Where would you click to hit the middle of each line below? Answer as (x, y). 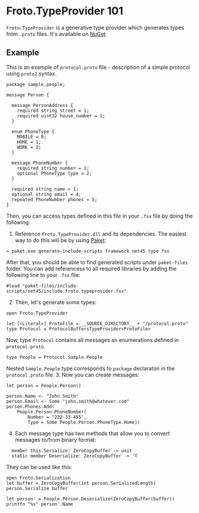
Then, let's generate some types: (56, 302)
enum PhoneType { (33, 132)
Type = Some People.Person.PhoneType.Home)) (84, 422)
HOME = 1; (29, 142)
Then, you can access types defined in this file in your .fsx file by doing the (99, 216)
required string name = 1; (45, 189)
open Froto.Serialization (38, 478)
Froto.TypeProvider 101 (65, 11)
